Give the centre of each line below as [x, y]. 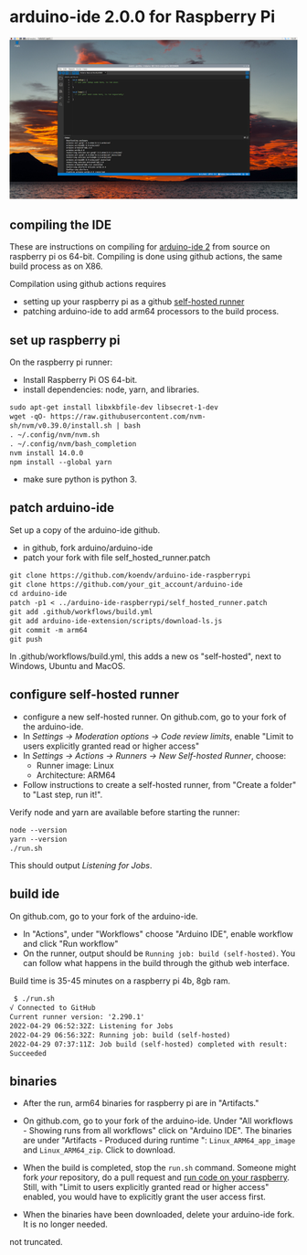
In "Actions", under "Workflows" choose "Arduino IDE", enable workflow [158, 933]
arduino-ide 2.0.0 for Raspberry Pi [143, 17]
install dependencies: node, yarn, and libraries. [111, 389]
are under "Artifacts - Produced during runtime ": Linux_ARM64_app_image [159, 1141]
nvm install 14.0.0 [47, 453]
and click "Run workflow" [70, 943]
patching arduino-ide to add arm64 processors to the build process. [151, 312]
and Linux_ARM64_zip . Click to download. [99, 1150]
